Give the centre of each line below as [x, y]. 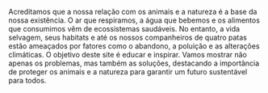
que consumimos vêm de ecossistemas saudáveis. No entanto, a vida [124, 29]
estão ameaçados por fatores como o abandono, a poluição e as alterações [134, 46]
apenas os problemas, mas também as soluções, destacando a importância [134, 63]
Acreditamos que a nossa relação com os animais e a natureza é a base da [133, 12]
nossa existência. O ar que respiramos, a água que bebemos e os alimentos [134, 20]
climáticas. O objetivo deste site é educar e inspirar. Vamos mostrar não [128, 55]
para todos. [27, 80]
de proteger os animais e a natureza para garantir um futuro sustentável [128, 72]
